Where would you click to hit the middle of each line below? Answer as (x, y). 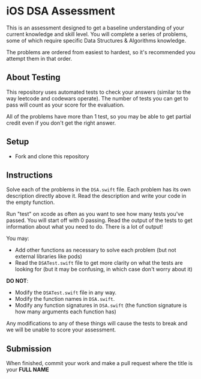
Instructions (29, 175)
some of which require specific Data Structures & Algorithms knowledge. (96, 40)
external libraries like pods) (49, 256)
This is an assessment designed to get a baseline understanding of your (95, 28)
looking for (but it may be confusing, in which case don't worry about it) (104, 270)
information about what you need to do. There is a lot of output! (85, 227)
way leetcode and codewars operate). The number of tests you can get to (97, 98)
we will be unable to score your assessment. (61, 330)
